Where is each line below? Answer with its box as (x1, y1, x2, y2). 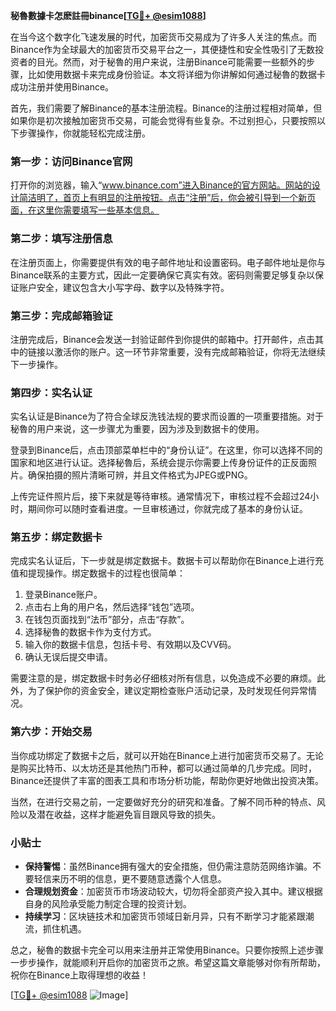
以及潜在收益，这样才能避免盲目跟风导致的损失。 (18, 808, 221, 820)
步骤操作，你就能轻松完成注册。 (18, 127, 151, 139)
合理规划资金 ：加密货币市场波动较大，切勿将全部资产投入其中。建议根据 (24, 885, 323, 898)
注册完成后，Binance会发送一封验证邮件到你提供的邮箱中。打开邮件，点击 (10, 333, 316, 345)
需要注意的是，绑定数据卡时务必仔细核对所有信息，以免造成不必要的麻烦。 (10, 672, 317, 684)
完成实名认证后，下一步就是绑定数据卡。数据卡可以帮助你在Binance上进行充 (10, 555, 325, 567)
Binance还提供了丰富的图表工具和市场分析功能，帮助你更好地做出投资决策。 (10, 774, 325, 786)
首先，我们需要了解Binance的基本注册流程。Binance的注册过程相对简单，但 (10, 102, 323, 114)
